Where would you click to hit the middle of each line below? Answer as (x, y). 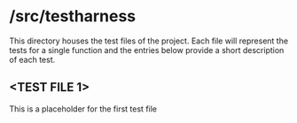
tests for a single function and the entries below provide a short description (147, 50)
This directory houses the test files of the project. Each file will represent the (149, 41)
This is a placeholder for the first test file (83, 109)
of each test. (32, 59)
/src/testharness (73, 16)
